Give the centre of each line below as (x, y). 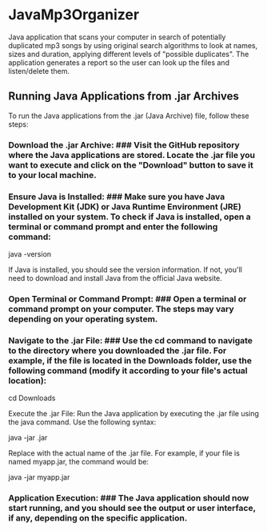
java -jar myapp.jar (39, 477)
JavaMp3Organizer (74, 15)
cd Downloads (32, 398)
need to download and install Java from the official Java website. (115, 278)
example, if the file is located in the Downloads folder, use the (130, 360)
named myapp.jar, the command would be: (79, 462)
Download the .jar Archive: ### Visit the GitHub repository (124, 144)
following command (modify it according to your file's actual (128, 371)
